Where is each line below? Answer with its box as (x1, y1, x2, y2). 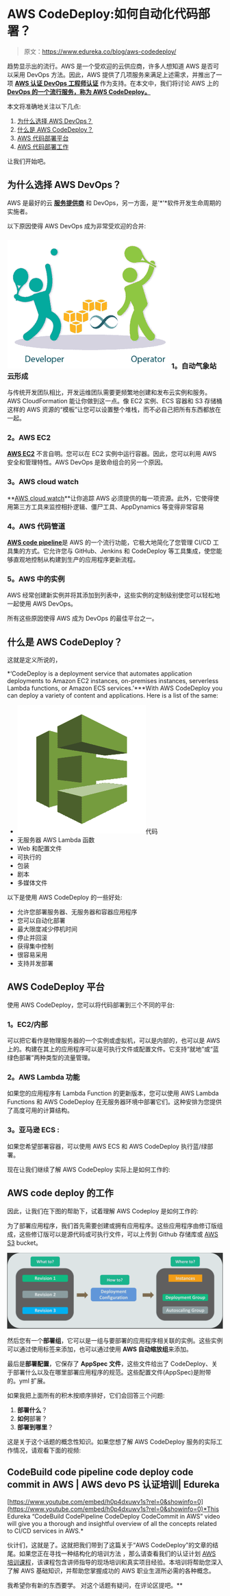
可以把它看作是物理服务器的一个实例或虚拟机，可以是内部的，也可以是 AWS (7, 1036, 220, 1045)
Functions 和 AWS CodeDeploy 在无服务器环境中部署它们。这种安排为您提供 (7, 1098, 222, 1106)
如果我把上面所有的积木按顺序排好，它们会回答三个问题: (7, 1391, 166, 1399)
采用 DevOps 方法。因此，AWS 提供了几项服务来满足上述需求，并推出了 (12, 70, 216, 79)
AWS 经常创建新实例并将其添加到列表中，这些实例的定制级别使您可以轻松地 (7, 591, 220, 599)
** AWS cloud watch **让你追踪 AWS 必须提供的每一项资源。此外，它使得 (7, 494, 214, 502)
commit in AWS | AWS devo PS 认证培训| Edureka (7, 1479, 220, 1490)
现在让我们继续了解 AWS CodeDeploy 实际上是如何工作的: (7, 1165, 171, 1174)
